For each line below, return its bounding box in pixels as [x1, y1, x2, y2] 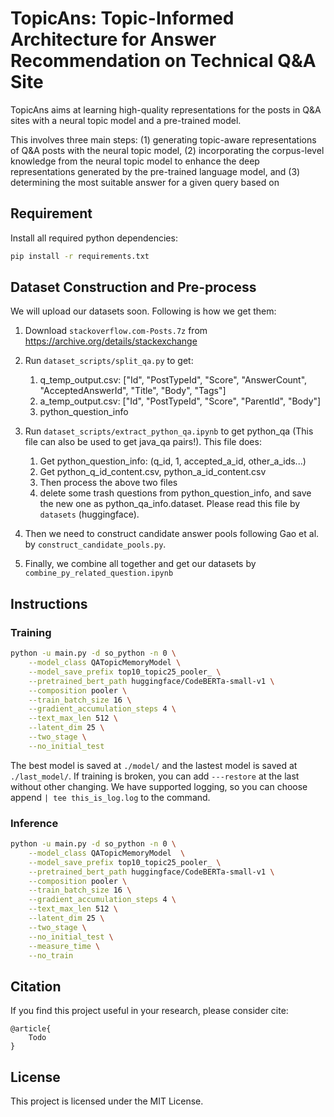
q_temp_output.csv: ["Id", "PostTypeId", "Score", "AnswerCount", [39, 374, 308, 386]
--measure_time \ [28, 941, 101, 951]
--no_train [28, 950, 74, 961]
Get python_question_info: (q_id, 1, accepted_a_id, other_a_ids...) [39, 455, 307, 467]
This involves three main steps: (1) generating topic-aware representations [10, 133, 317, 146]
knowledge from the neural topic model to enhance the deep [10, 155, 260, 167]
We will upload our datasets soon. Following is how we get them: [10, 305, 277, 317]
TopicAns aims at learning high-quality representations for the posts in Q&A [10, 103, 322, 116]
